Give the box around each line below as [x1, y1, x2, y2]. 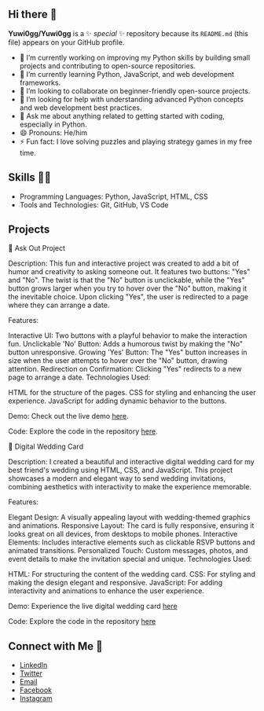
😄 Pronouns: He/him [19, 127, 88, 137]
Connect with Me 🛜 [8, 640, 104, 653]
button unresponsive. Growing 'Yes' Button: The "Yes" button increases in [8, 347, 247, 357]
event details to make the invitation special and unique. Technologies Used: [8, 555, 253, 564]
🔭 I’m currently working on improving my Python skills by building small [19, 53, 251, 62]
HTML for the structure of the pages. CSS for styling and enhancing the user [8, 388, 256, 398]
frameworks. [19, 78, 61, 87]
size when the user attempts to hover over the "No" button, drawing [8, 356, 228, 365]
